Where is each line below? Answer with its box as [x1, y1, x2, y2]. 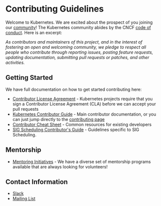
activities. [5, 59, 25, 65]
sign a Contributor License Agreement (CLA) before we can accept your [12, 101, 156, 107]
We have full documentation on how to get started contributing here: [5, 86, 142, 92]
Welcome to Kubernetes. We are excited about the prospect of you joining [5, 19, 153, 25]
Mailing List [12, 196, 36, 202]
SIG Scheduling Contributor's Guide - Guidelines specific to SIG [12, 127, 140, 132]
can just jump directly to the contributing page [12, 116, 105, 122]
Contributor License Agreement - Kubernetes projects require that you [12, 96, 153, 102]
